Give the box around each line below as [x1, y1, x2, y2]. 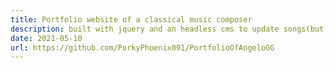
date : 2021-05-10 [10, 33, 83, 43]
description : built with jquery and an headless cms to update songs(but [10, 24, 325, 34]
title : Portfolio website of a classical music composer [10, 14, 253, 25]
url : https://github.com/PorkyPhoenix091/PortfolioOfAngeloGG [10, 42, 275, 53]
